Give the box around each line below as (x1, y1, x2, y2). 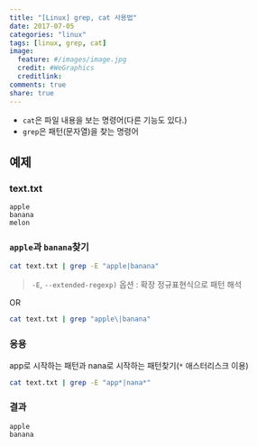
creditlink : (17, 72, 63, 81)
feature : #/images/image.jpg (17, 55, 127, 64)
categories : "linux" (9, 30, 87, 39)
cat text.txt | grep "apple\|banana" (9, 314, 151, 324)
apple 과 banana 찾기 (9, 241, 90, 253)
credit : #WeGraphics (17, 64, 95, 73)
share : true (9, 88, 54, 97)
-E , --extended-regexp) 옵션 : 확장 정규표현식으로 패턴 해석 (31, 279, 242, 290)
